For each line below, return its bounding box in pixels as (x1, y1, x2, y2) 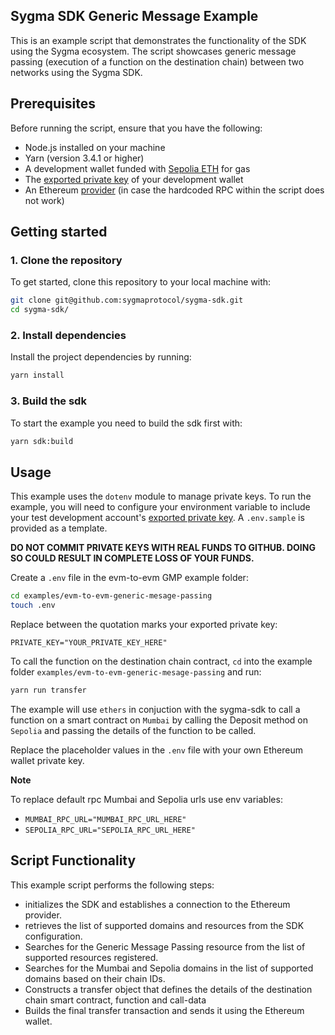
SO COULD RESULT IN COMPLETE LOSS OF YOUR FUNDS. (10, 552, 255, 564)
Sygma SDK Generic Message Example (10, 8, 259, 25)
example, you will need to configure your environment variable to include (10, 501, 311, 513)
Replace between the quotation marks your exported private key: (10, 618, 278, 630)
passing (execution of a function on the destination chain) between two (10, 55, 305, 68)
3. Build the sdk (10, 394, 87, 408)
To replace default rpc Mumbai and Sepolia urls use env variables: (10, 793, 283, 805)
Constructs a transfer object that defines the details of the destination (24, 983, 313, 995)
